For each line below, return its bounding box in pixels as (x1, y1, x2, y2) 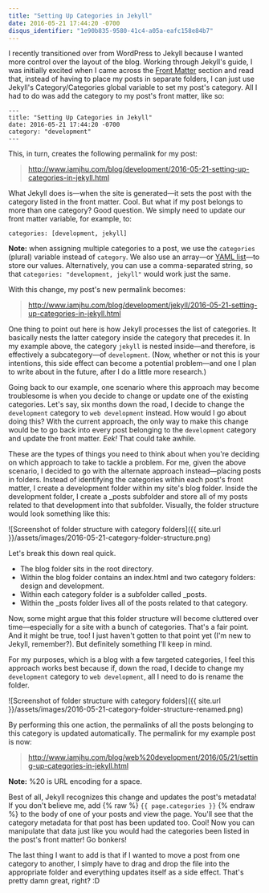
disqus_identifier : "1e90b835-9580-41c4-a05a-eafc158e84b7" (8, 26, 214, 35)
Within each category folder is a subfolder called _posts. (19, 590, 207, 599)
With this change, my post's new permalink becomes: (8, 285, 186, 294)
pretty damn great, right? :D (8, 876, 100, 886)
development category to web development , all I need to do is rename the (8, 672, 244, 682)
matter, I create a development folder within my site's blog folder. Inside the (8, 483, 259, 493)
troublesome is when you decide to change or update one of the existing (8, 391, 249, 401)
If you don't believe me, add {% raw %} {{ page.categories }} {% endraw (8, 801, 255, 810)
